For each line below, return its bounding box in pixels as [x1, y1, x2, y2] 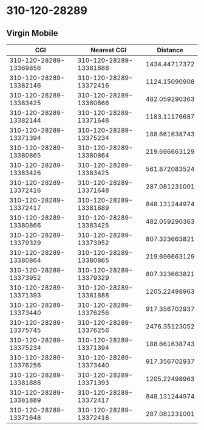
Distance [157, 46, 184, 54]
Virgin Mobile [6, 28, 58, 38]
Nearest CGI [90, 46, 127, 54]
